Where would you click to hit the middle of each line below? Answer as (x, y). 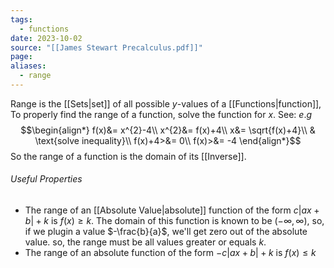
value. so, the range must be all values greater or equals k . (145, 242)
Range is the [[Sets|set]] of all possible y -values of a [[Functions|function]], (166, 103)
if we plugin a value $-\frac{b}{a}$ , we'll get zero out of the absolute (166, 232)
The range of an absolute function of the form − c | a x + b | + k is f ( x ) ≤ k (170, 253)
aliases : (28, 66)
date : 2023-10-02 (46, 38)
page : (21, 57)
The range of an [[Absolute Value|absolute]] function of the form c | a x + (172, 210)
